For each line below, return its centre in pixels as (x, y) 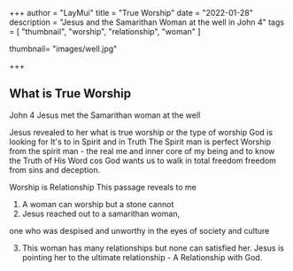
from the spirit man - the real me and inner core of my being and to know (142, 151)
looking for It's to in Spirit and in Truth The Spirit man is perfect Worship (140, 142)
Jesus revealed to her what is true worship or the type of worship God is (141, 132)
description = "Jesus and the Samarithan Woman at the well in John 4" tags (147, 22)
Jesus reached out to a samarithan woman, (100, 213)
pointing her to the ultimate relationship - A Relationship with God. (142, 257)
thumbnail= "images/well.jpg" (63, 49)
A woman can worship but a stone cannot (98, 204)
